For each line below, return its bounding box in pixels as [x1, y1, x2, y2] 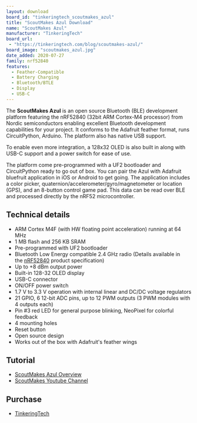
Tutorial [6, 355, 35, 365]
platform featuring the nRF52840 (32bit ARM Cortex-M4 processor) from [6, 113, 183, 120]
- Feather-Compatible [11, 69, 65, 75]
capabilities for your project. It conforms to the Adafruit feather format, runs [6, 126, 190, 133]
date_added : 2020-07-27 [6, 53, 65, 58]
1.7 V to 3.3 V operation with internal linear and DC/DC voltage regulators [14, 288, 192, 295]
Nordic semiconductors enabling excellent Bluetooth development [6, 119, 166, 127]
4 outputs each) [14, 300, 54, 307]
